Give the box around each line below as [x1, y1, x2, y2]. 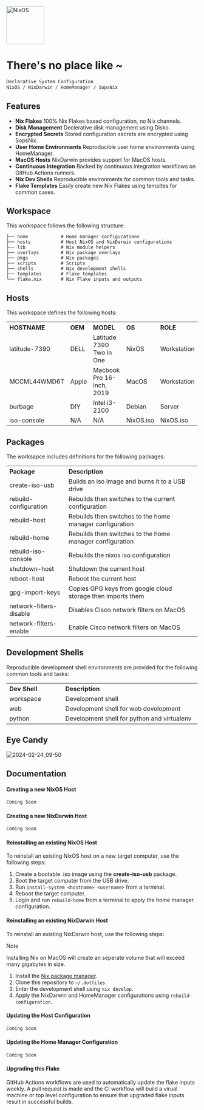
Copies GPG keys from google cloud [69, 584, 172, 593]
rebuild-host [9, 515, 46, 524]
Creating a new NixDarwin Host [6, 812, 87, 819]
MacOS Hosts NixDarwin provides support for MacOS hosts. [15, 156, 167, 164]
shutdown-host [9, 564, 55, 573]
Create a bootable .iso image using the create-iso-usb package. [15, 870, 177, 878]
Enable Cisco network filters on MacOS [69, 623, 180, 632]
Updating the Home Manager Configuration [6, 1038, 118, 1046]
